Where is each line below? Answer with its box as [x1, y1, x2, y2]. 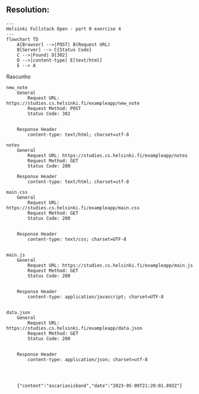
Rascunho [6, 73, 31, 80]
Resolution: [6, 5, 49, 15]
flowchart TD [6, 36, 39, 42]
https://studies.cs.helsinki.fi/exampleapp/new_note [6, 100, 140, 106]
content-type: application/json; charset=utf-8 [27, 356, 148, 362]
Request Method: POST [27, 105, 82, 111]
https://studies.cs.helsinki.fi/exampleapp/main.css [6, 204, 140, 211]
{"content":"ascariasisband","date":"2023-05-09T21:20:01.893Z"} [17, 383, 183, 389]
